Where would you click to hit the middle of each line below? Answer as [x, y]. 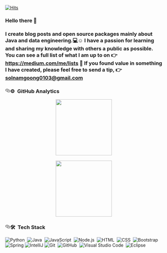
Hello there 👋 [21, 20]
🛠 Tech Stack [28, 228]
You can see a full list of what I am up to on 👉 [61, 55]
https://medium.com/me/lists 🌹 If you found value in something [84, 63]
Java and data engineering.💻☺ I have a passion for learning [80, 40]
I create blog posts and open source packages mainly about [79, 34]
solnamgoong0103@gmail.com [44, 78]
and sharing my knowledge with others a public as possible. [79, 48]
